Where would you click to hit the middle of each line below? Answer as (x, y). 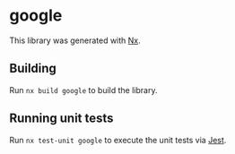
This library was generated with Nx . (75, 40)
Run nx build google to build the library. (83, 90)
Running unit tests (61, 119)
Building (33, 68)
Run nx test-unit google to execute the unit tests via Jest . (118, 140)
